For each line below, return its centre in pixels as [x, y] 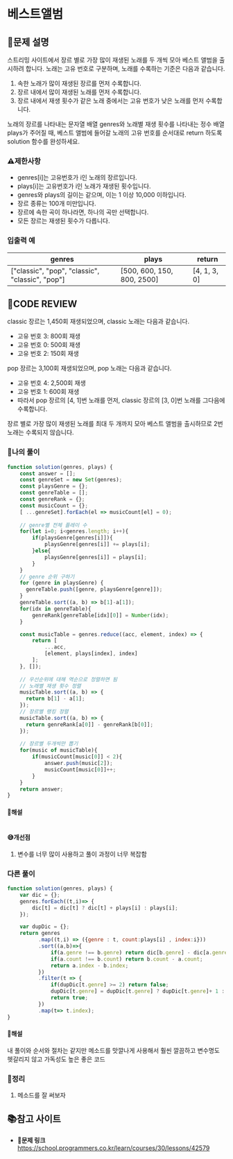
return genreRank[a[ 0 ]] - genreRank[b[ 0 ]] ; [89, 724]
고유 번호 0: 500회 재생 [49, 345]
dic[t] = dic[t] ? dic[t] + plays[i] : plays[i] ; [105, 908]
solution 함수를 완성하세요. [44, 141]
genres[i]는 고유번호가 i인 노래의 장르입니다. [77, 178]
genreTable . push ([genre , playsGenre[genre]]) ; [94, 590]
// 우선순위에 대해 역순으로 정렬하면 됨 [69, 679]
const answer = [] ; [48, 473]
